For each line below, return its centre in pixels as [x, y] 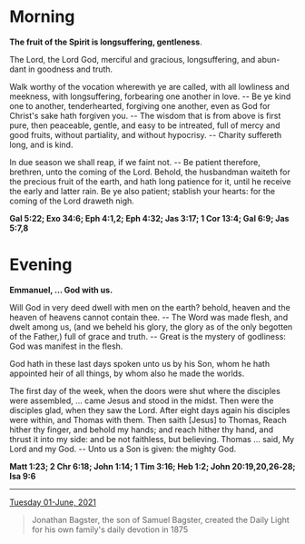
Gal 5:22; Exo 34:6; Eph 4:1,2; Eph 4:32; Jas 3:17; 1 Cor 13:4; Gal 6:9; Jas [149, 218]
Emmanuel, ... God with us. [61, 290]
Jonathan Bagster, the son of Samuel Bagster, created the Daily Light [161, 519]
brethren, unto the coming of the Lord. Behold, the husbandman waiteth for [150, 172]
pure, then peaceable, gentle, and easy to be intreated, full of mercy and [145, 125]
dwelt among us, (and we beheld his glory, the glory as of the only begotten [151, 326]
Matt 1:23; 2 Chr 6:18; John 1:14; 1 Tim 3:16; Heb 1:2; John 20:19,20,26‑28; [152, 466]
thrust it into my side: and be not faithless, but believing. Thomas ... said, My [152, 439]
